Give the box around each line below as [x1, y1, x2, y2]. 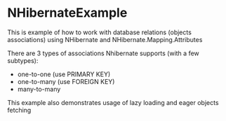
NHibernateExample [7, 5, 128, 21]
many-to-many [17, 85, 61, 93]
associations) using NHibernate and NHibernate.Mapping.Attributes [7, 35, 203, 43]
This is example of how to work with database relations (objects [7, 28, 192, 36]
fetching [7, 106, 32, 114]
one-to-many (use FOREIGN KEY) [17, 77, 115, 85]
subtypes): [7, 56, 39, 64]
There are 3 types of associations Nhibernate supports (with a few [7, 49, 200, 57]
